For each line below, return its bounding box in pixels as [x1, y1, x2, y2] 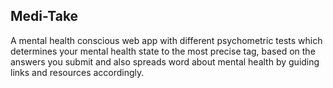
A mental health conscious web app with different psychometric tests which [10, 34, 323, 46]
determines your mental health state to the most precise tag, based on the [10, 45, 316, 57]
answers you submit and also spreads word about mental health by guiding [10, 55, 320, 68]
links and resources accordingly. [10, 66, 145, 78]
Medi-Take [10, 8, 79, 25]
